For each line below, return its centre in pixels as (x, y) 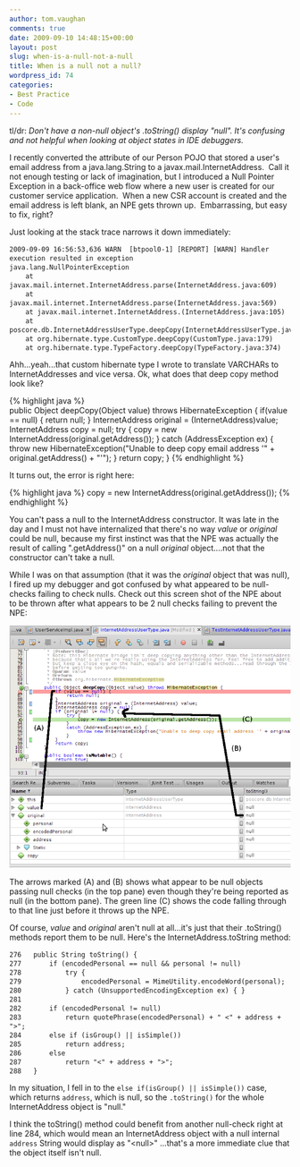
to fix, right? (31, 214)
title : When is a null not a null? (75, 66)
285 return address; (67, 1044)
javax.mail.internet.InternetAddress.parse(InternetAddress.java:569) (143, 303)
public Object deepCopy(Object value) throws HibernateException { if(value (149, 410)
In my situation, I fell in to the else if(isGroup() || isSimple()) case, (138, 1087)
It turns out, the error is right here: (72, 475)
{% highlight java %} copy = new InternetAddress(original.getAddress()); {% (150, 492)
